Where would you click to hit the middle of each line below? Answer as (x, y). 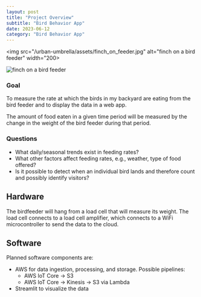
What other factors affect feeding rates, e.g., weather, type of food (98, 158)
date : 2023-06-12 (28, 29)
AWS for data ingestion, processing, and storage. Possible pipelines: (100, 269)
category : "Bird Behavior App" (46, 34)
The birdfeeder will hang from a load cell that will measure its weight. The (97, 211)
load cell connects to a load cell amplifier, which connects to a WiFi (90, 218)
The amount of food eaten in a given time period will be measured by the (97, 117)
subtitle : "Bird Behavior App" (46, 23)
